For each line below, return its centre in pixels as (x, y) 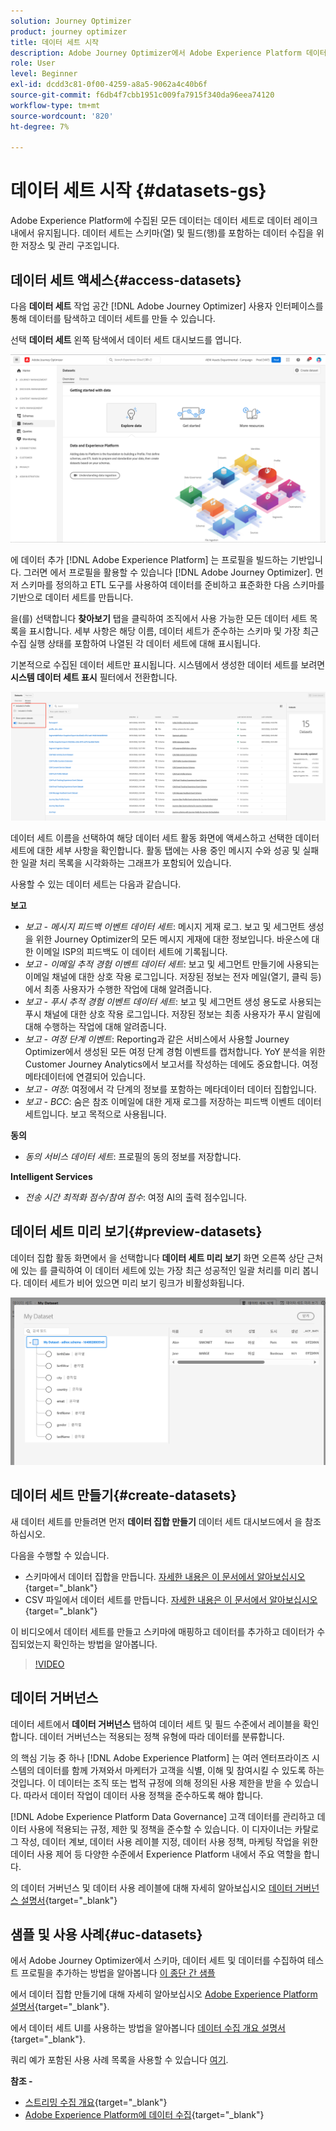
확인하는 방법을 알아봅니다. (105, 1644)
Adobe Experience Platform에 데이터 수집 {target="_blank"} (144, 2115)
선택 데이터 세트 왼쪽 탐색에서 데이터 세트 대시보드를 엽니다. (126, 339)
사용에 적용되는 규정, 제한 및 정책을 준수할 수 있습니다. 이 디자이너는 (160, 1829)
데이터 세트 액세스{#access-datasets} (126, 280)
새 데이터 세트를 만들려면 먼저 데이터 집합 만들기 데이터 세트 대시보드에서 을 (156, 1521)
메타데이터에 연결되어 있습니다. (85, 1076)
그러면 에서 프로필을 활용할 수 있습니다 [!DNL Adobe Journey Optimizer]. (168, 572)
